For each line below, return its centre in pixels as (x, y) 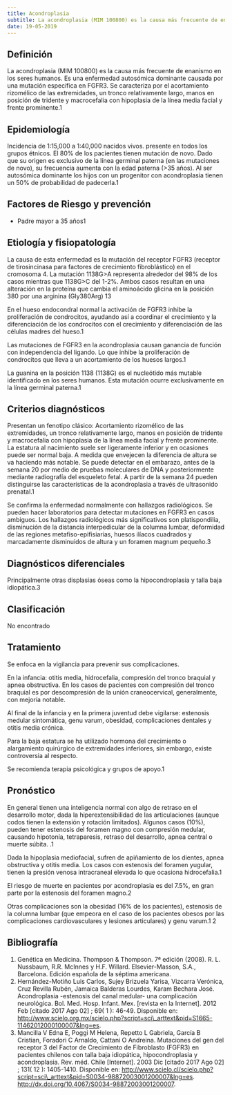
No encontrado (29, 626)
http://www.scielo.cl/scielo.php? (168, 1069)
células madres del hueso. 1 (46, 331)
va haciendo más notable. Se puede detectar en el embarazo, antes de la (111, 463)
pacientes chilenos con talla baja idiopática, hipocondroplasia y (107, 1054)
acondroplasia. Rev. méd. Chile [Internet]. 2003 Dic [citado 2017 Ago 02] (120, 1062)
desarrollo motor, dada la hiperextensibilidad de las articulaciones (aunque (113, 815)
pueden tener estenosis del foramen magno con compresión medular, (106, 829)
